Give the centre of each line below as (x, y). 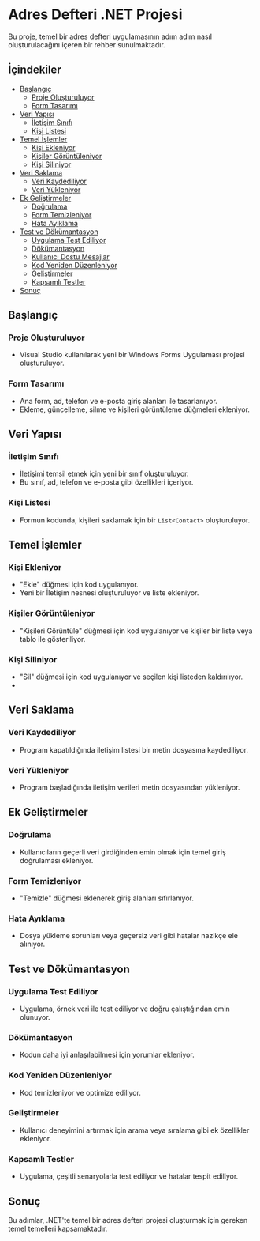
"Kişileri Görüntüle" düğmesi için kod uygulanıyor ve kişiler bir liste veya (136, 631)
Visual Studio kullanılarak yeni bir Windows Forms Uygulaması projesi (132, 355)
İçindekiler (35, 70)
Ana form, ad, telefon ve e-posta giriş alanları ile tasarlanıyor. (119, 401)
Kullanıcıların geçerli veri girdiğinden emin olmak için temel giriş (123, 852)
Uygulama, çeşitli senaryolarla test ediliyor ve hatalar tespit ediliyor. (129, 1176)
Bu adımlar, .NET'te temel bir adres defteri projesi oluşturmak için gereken (128, 1220)
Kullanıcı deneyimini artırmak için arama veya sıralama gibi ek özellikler (134, 1130)
